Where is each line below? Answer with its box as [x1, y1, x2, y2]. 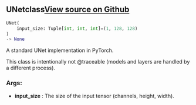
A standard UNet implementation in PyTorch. [6, 47, 114, 54]
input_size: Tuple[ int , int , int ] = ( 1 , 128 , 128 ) [16, 26, 138, 32]
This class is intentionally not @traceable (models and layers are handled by [6, 58, 190, 65]
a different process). [6, 64, 56, 72]
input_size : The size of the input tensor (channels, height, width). [14, 92, 174, 99]
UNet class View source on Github [6, 5, 130, 15]
